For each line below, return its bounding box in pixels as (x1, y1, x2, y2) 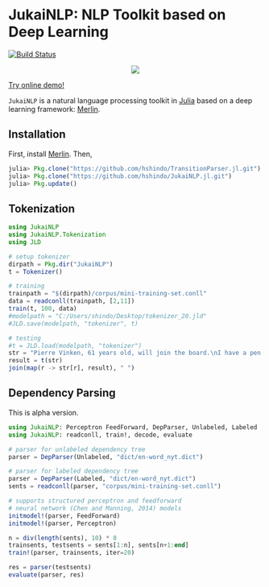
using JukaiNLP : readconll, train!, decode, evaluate (8, 431, 193, 439)
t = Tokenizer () (8, 267, 63, 275)
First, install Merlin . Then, (8, 149, 93, 159)
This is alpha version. (8, 407, 79, 417)
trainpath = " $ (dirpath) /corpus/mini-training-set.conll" (8, 290, 207, 298)
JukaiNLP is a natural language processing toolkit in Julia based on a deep (8, 95, 253, 105)
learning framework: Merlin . (8, 104, 101, 114)
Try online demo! (8, 80, 64, 89)
